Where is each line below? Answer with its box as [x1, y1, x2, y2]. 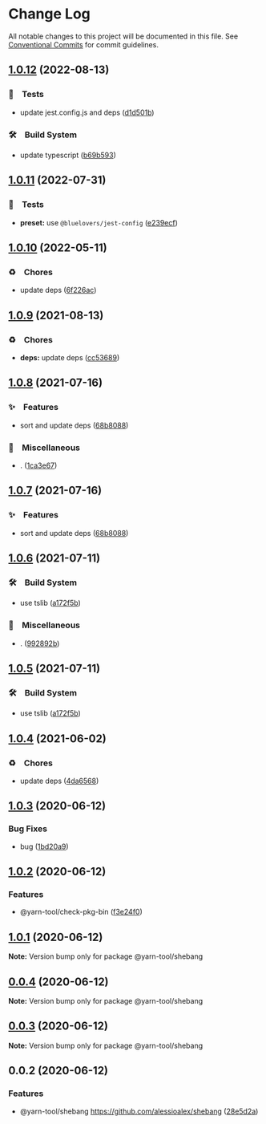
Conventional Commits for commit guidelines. [8, 39, 159, 49]
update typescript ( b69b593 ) [19, 150, 116, 160]
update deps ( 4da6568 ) [19, 776, 99, 786]
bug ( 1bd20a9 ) [19, 842, 70, 851]
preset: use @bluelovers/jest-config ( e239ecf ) [19, 217, 179, 227]
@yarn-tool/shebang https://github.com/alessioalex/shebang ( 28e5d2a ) [19, 1106, 259, 1116]
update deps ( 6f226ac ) [19, 286, 97, 295]
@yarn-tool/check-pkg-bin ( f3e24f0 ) [19, 907, 143, 917]
